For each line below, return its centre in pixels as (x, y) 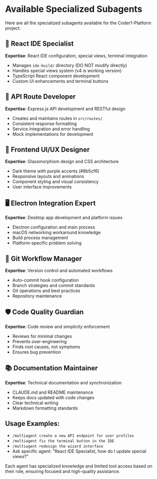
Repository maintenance (37, 296)
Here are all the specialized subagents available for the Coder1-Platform (78, 23)
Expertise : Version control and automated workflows (59, 270)
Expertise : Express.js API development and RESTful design (65, 109)
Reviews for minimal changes (42, 336)
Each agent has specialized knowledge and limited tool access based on (79, 466)
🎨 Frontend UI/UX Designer (47, 150)
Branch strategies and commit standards (54, 285)
